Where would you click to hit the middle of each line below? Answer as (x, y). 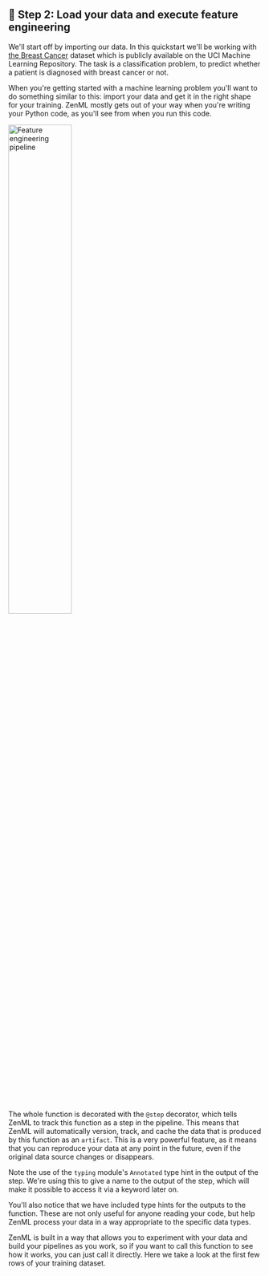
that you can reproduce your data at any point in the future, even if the (124, 1148)
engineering (39, 28)
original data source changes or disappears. (82, 1156)
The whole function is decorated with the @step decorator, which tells (123, 1114)
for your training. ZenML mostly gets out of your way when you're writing (129, 104)
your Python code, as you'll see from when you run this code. (110, 113)
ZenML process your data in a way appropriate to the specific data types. (130, 1221)
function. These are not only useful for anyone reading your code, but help (132, 1213)
